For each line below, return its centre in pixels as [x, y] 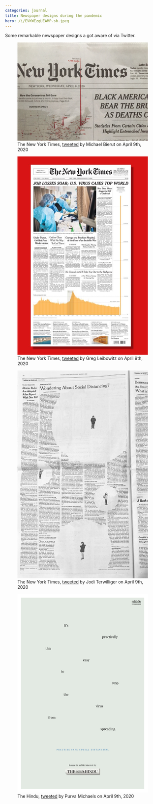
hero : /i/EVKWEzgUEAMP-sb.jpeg [37, 21]
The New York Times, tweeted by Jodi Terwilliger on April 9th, [80, 582]
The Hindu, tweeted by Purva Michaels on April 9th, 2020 [76, 796]
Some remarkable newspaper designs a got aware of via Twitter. [71, 36]
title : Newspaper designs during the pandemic [54, 16]
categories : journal [26, 10]
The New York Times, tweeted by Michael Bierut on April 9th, [79, 144]
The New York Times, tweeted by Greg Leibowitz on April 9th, [80, 358]
